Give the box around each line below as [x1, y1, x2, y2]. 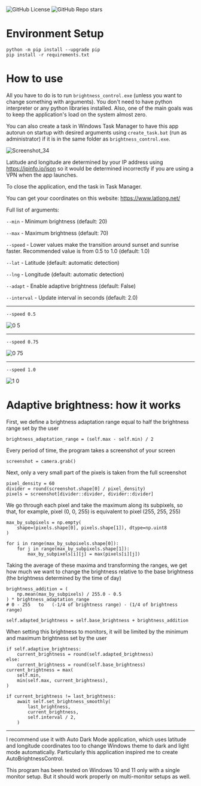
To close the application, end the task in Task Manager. [6, 183, 142, 190]
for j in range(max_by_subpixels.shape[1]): [17, 546, 130, 552]
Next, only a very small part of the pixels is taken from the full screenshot [6, 468, 187, 476]
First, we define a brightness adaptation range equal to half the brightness [6, 418, 190, 425]
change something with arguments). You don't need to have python [6, 98, 172, 105]
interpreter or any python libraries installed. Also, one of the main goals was [6, 104, 193, 112]
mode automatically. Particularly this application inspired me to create [6, 748, 178, 755]
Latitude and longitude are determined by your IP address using [6, 159, 163, 166]
